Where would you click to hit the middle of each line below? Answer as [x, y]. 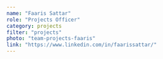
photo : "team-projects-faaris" [51, 39]
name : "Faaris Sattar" [39, 13]
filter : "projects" [34, 32]
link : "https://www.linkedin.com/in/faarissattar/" [81, 45]
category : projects [34, 26]
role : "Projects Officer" [43, 20]
